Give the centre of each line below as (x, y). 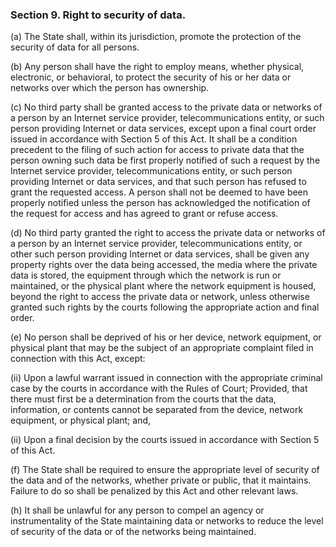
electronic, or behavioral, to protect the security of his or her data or (151, 77)
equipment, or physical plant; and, (81, 420)
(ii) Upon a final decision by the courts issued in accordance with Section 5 (165, 440)
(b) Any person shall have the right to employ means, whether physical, (157, 67)
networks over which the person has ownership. (110, 88)
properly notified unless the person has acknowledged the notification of (160, 203)
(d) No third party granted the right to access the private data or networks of (168, 233)
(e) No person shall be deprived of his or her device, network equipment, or (166, 337)
